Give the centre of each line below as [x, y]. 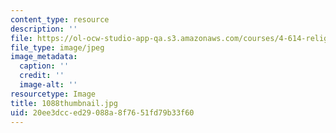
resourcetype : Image [53, 94]
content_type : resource [60, 19]
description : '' [44, 29]
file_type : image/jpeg [57, 47]
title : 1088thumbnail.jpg [64, 103]
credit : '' [42, 76]
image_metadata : [44, 57]
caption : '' [44, 66]
